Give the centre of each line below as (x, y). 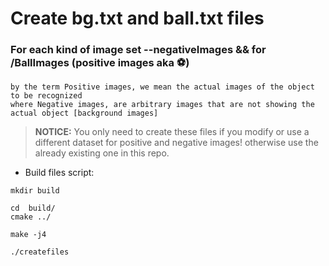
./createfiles (40, 252)
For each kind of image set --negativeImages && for (138, 50)
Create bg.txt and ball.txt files (137, 18)
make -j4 (28, 235)
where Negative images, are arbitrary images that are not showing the (162, 105)
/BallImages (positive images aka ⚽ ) (100, 63)
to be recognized (46, 96)
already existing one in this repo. (102, 153)
